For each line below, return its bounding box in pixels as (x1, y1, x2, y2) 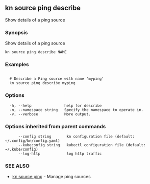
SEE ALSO (5, 162, 30, 169)
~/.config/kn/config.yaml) (5, 138, 60, 143)
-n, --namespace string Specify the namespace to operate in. (9, 107, 144, 112)
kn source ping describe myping (9, 81, 76, 86)
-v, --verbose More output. (9, 112, 91, 116)
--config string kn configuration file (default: (18, 134, 135, 139)
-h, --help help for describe (9, 103, 102, 108)
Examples (5, 61, 29, 68)
